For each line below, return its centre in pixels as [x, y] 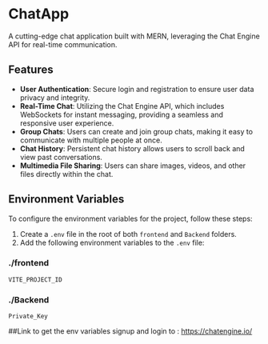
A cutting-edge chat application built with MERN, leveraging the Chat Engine [134, 36]
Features [31, 70]
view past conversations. [61, 157]
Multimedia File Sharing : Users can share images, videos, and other [133, 166]
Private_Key [28, 317]
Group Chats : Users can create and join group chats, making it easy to [136, 131]
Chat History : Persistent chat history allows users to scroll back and [132, 148]
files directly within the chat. [66, 174]
